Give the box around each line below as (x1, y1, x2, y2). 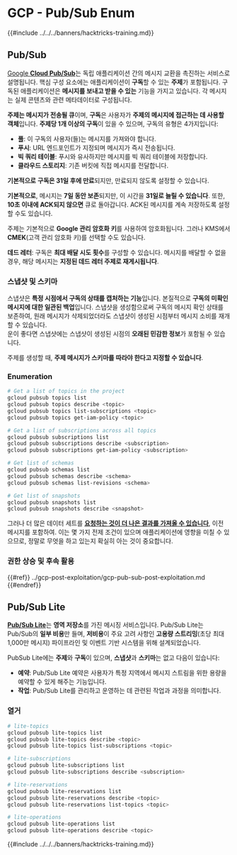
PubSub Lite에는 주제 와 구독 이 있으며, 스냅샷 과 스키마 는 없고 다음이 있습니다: (7, 653, 220, 662)
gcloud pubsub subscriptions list (7, 433, 110, 441)
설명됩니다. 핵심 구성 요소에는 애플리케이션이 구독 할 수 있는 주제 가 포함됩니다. (7, 77, 221, 86)
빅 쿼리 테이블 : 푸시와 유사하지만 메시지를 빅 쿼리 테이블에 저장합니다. (17, 152, 208, 160)
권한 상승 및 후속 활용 (7, 556, 74, 566)
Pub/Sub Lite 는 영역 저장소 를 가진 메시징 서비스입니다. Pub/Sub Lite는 (7, 621, 204, 629)
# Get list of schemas (7, 459, 74, 467)
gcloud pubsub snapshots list (7, 499, 97, 506)
